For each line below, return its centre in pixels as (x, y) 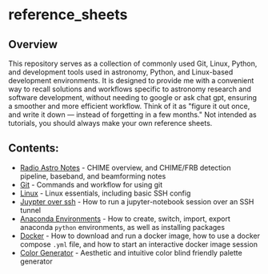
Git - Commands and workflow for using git (91, 184)
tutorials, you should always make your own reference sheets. (110, 123)
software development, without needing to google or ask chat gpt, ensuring (133, 97)
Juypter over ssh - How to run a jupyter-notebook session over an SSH (137, 201)
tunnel (30, 210)
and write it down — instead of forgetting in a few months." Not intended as (133, 115)
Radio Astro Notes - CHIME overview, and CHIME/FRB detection (125, 167)
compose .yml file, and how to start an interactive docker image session (139, 244)
